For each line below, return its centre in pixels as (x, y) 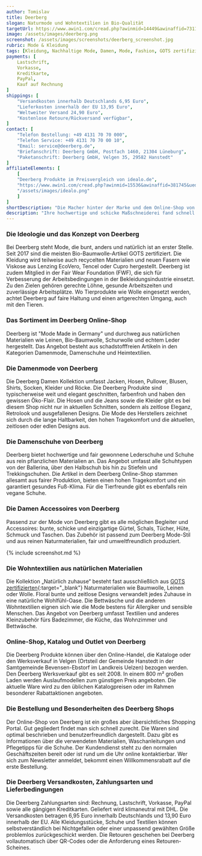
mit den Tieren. (25, 305)
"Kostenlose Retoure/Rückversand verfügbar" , (75, 118)
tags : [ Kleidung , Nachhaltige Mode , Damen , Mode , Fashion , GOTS (88, 51)
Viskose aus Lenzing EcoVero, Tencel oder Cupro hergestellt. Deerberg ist (98, 266)
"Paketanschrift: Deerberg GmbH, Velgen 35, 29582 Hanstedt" (95, 157)
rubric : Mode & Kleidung (37, 46)
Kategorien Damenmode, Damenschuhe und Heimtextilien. (79, 353)
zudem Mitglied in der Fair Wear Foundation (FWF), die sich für (84, 273)
